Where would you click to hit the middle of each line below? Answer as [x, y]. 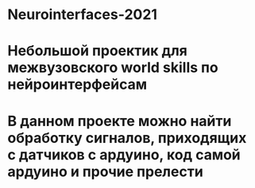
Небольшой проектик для [98, 51]
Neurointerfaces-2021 [83, 15]
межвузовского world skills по [113, 68]
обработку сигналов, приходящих [127, 138]
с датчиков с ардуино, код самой [124, 154]
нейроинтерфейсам [77, 84]
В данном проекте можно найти [120, 121]
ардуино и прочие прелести [105, 171]
